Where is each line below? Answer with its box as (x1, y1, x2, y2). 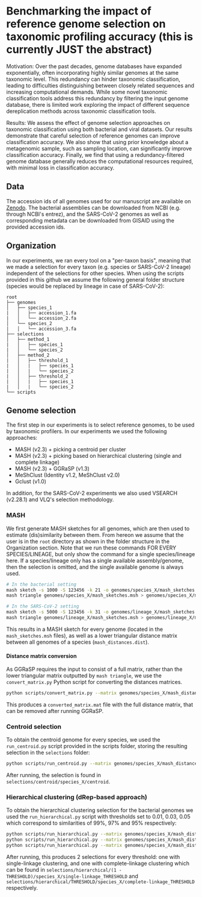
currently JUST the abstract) (6, 43, 152, 57)
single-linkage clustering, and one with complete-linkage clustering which (6, 860, 190, 867)
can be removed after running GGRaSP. (6, 708, 104, 714)
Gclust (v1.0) (14, 478, 47, 485)
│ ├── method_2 (6, 352, 50, 358)
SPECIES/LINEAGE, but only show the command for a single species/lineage (6, 550, 195, 557)
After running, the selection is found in (6, 772, 101, 779)
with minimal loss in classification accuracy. (6, 164, 115, 171)
